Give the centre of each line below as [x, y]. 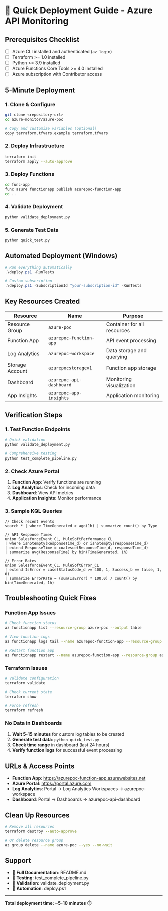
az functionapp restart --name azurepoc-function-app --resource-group [81, 655]
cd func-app [17, 184]
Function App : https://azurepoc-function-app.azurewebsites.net [79, 778]
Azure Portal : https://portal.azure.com [52, 783]
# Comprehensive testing [31, 453]
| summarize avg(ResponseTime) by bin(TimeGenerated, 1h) [67, 552]
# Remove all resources [30, 827]
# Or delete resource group [34, 840]
